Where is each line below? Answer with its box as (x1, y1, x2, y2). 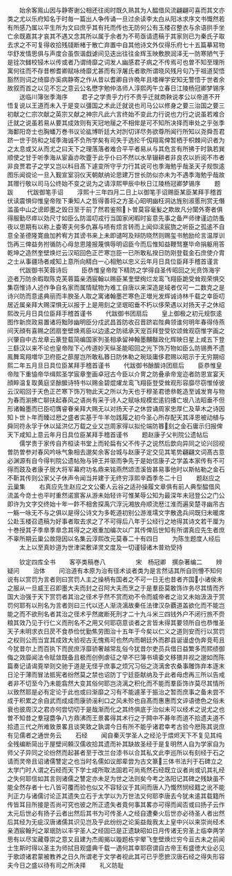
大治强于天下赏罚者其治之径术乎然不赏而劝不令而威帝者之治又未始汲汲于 (12, 593, 219, 601)
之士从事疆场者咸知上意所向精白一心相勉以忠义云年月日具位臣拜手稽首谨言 (7, 257, 219, 265)
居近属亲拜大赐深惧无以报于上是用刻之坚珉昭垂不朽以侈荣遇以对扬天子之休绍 (7, 301, 225, 308)
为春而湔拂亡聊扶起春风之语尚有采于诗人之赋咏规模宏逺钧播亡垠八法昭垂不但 (7, 396, 225, 404)
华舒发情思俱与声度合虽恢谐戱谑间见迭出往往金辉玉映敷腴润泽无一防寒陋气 (7, 49, 219, 58)
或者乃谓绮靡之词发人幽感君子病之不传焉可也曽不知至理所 (61, 58, 225, 66)
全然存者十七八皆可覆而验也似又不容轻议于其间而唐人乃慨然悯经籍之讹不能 (12, 783, 225, 791)
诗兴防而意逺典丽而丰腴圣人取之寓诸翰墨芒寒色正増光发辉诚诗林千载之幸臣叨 (7, 292, 225, 300)
